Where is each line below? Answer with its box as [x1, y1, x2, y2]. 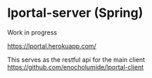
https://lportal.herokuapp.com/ [7, 41, 96, 50]
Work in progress [7, 28, 58, 37]
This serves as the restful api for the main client [7, 55, 146, 64]
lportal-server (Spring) [7, 5, 144, 21]
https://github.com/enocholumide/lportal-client [7, 63, 144, 71]
